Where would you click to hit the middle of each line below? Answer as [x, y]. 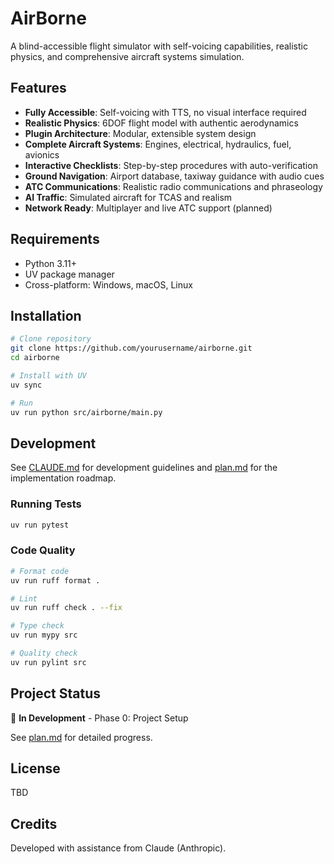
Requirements [55, 239]
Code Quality [43, 550]
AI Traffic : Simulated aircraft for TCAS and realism [128, 197]
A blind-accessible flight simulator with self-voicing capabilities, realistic [159, 46]
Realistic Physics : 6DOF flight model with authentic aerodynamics [161, 123]
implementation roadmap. [63, 478]
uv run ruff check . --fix [66, 608]
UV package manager [69, 274]
